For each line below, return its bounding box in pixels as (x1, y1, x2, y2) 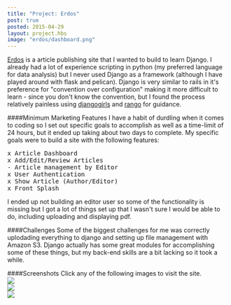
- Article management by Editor (7, 164, 118, 171)
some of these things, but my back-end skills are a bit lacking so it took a (7, 248, 218, 257)
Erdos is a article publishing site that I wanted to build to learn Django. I (7, 55, 212, 64)
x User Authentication (7, 171, 85, 178)
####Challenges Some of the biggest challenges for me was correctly (7, 226, 210, 234)
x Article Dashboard (7, 150, 78, 157)
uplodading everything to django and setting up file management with (7, 234, 209, 242)
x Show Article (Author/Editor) (7, 178, 118, 185)
